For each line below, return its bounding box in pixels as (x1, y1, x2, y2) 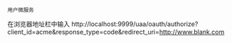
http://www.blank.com (159, 27, 225, 36)
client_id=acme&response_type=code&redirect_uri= (7, 27, 160, 36)
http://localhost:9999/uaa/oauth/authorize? (70, 20, 199, 28)
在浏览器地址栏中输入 (7, 20, 70, 28)
